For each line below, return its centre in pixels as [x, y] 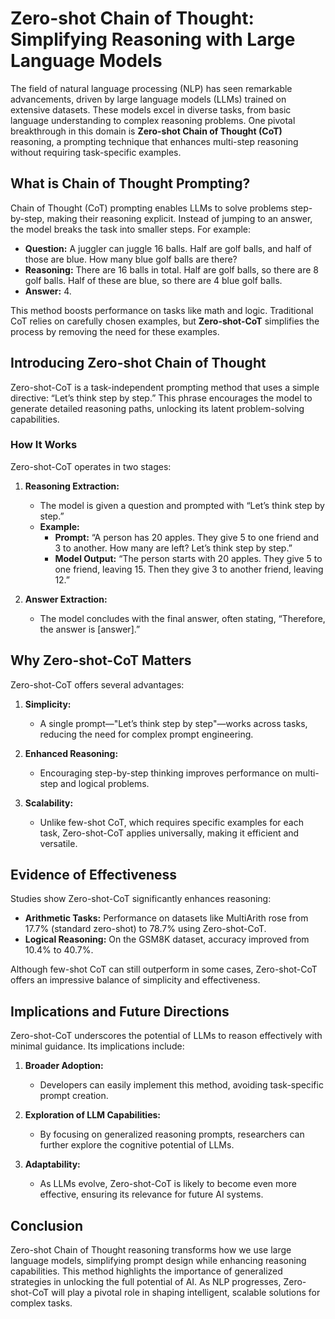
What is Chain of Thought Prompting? [130, 183]
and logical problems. [105, 783]
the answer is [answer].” [90, 629]
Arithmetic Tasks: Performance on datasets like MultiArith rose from [166, 918]
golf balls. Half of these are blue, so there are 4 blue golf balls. [153, 280]
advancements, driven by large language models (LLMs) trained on [148, 99]
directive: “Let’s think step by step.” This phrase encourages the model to [161, 398]
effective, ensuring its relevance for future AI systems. [151, 1194]
